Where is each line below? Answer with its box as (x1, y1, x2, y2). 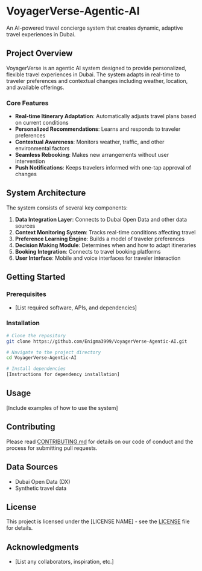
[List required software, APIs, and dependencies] (14, 304, 137, 311)
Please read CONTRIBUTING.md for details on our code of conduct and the (6, 438, 194, 445)
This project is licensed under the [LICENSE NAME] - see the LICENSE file (6, 518, 190, 525)
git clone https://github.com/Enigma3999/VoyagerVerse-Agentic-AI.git (6, 338, 188, 345)
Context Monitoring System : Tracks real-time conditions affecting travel (14, 228, 196, 236)
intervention (14, 157, 45, 165)
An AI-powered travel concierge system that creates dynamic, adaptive (6, 24, 183, 31)
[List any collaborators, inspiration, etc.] (14, 558, 114, 566)
